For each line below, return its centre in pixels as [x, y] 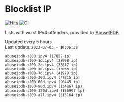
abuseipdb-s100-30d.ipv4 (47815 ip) [43, 77]
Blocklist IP [28, 9]
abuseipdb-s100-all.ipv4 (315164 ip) [44, 95]
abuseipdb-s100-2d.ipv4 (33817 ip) [42, 65]
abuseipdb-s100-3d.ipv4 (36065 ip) [42, 69]
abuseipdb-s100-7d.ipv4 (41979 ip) [42, 73]
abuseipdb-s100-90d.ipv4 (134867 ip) [44, 86]
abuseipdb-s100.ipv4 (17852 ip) [38, 56]
